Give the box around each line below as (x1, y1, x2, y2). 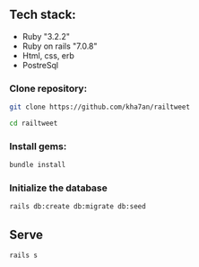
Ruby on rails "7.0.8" (22, 40, 98, 51)
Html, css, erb (22, 49, 74, 61)
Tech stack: (9, 7, 76, 22)
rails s (9, 251, 39, 260)
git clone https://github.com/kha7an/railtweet (9, 102, 191, 111)
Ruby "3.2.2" (22, 31, 70, 41)
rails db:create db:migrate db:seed (9, 202, 146, 211)
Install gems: (9, 139, 67, 152)
